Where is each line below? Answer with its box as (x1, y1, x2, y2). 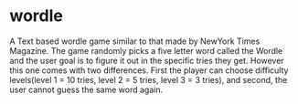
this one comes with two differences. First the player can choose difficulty (9, 65, 289, 76)
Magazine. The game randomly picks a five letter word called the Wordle (9, 45, 283, 56)
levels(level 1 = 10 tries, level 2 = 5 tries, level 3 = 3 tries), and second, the (9, 74, 288, 85)
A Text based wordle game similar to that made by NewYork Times (9, 36, 261, 47)
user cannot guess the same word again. (9, 84, 163, 95)
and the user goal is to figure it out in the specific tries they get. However (9, 55, 285, 66)
